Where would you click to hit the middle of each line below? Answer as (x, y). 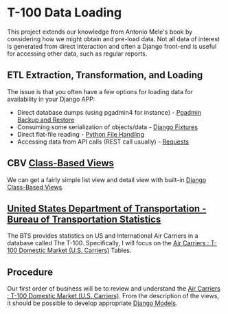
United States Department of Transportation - (107, 209)
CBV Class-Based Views (61, 163)
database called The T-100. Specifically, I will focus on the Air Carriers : (108, 243)
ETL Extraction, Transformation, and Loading (105, 75)
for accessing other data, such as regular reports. (77, 54)
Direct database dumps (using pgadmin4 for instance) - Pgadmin (109, 112)
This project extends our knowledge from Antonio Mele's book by (100, 32)
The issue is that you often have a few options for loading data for (100, 91)
